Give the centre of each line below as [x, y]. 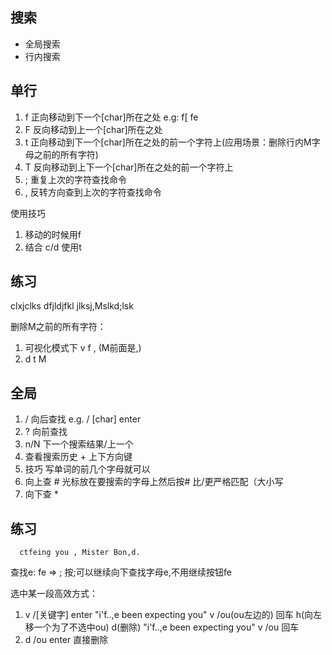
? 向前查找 [46, 432]
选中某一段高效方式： [54, 594]
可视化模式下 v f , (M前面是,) [83, 348]
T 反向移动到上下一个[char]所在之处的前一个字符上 [129, 167]
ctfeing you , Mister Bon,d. [80, 553]
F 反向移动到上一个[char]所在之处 [93, 129]
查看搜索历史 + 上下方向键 [78, 457]
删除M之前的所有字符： [58, 327]
